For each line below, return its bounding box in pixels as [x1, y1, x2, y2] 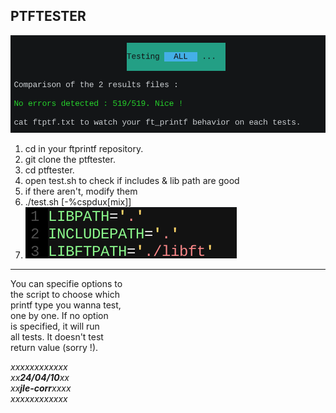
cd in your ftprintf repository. [24, 142, 144, 154]
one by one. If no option [10, 309, 109, 321]
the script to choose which [10, 288, 120, 300]
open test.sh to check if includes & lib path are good [24, 174, 240, 186]
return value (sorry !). [10, 341, 99, 353]
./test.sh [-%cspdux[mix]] [24, 195, 132, 208]
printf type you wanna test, [10, 299, 122, 311]
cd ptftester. [24, 164, 75, 176]
